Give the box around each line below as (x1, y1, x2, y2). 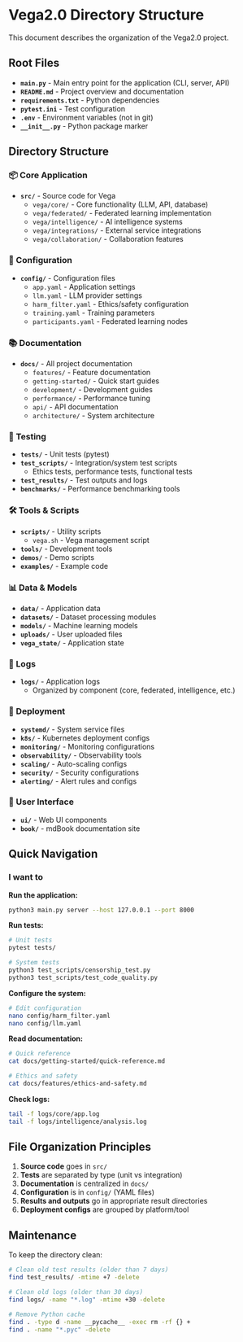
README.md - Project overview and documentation (20, 86, 184, 96)
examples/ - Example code (20, 561, 108, 570)
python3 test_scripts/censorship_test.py (8, 966, 151, 974)
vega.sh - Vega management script (32, 535, 150, 544)
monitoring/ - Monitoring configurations (20, 741, 155, 751)
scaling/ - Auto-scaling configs (20, 758, 128, 768)
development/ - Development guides (32, 385, 153, 395)
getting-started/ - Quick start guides (32, 376, 160, 386)
